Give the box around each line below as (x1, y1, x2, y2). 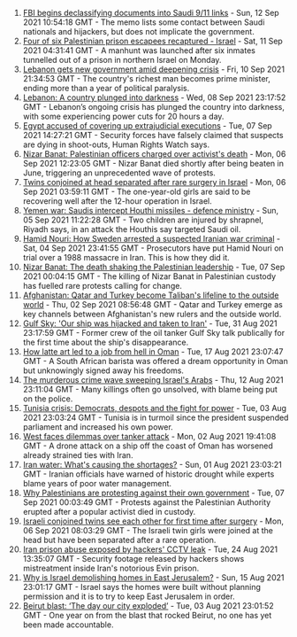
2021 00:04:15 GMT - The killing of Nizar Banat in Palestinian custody (22, 271, 277, 282)
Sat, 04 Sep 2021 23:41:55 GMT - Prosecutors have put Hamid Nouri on (22, 243, 284, 253)
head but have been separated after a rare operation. (22, 535, 217, 545)
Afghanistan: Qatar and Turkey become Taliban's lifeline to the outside (22, 290, 279, 300)
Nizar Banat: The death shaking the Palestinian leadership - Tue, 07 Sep (22, 261, 286, 272)
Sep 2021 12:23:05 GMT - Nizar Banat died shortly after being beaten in (22, 159, 284, 168)
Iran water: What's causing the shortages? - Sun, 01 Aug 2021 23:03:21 (22, 460, 282, 470)
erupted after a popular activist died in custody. (22, 507, 196, 517)
